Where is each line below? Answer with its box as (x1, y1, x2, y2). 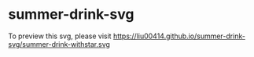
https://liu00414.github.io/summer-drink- (112, 31, 246, 41)
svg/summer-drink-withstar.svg (8, 39, 110, 48)
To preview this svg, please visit (8, 31, 112, 41)
